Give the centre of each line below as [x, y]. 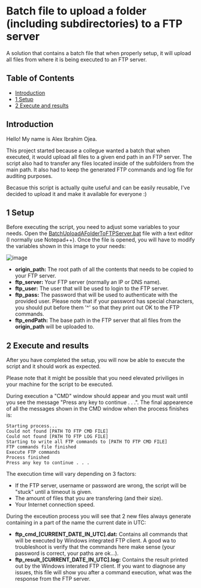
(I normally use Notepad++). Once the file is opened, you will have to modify [100, 240]
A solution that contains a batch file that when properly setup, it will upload [99, 53]
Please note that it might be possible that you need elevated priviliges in [95, 378]
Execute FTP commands [33, 453]
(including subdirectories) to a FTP [94, 24]
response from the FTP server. [53, 579]
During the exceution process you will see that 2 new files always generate [99, 516]
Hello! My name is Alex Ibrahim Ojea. [52, 138]
